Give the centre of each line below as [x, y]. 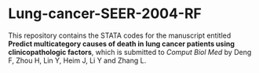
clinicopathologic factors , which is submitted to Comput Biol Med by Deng [130, 52]
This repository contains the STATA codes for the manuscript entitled [120, 35]
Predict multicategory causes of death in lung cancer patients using [122, 43]
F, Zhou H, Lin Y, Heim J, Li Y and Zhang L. [77, 60]
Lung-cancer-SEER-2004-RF [105, 14]
